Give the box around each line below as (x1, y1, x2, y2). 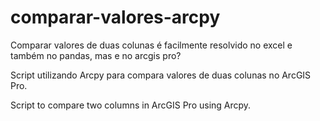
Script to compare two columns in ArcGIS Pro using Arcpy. (10, 99, 252, 111)
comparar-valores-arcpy (10, 6, 221, 29)
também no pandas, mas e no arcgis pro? (10, 49, 182, 61)
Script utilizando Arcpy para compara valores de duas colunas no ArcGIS (10, 69, 312, 81)
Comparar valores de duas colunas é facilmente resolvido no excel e (10, 39, 293, 51)
